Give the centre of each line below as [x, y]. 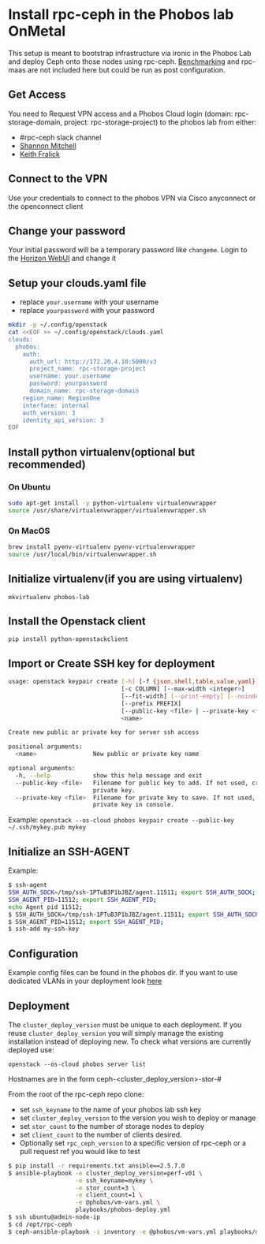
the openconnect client [46, 206]
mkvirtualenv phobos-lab [49, 597]
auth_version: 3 [49, 413]
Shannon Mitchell [48, 145]
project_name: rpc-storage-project [88, 369]
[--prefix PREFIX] [151, 703]
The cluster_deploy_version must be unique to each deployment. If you [125, 1024]
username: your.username [70, 376]
